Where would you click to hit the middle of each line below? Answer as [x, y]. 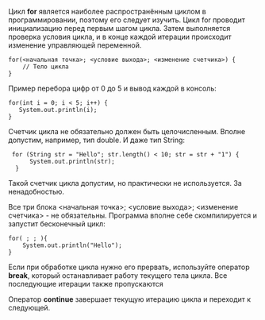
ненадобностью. [36, 191]
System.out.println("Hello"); [73, 245]
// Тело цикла [46, 67]
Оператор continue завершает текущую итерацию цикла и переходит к [130, 299]
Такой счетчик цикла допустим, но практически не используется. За [125, 183]
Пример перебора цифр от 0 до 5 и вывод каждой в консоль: [112, 88]
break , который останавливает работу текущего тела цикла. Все [118, 276]
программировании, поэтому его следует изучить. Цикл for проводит [127, 20]
